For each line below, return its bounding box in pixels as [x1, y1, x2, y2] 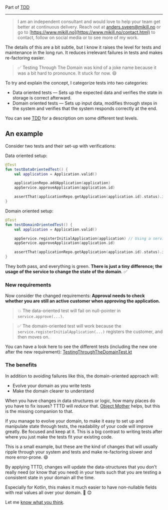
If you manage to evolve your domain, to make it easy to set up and [5, 417, 144, 424]
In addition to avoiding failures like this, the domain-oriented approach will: [5, 372, 159, 379]
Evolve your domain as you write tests [12, 382, 91, 388]
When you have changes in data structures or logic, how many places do [5, 397, 155, 403]
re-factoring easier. [5, 55, 45, 60]
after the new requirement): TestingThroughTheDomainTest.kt [5, 349, 132, 355]
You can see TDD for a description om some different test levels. [5, 115, 138, 121]
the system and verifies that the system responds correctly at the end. [12, 105, 157, 111]
